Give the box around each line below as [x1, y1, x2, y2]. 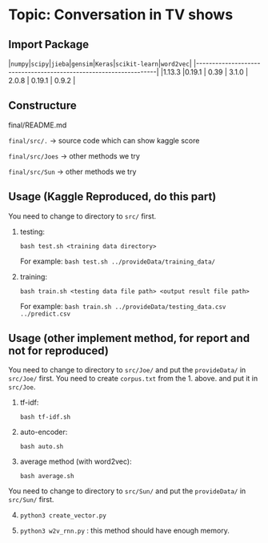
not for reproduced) [8, 344, 110, 358]
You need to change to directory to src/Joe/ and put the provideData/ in [8, 365, 246, 375]
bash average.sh [19, 473, 74, 481]
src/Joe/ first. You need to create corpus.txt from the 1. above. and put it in [8, 374, 258, 384]
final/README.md [8, 120, 67, 130]
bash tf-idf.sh [19, 413, 71, 421]
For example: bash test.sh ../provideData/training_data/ [19, 256, 216, 266]
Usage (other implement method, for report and [8, 332, 250, 345]
